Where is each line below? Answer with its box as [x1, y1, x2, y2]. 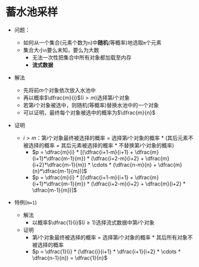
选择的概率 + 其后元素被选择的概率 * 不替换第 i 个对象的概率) [28, 141, 175, 149]
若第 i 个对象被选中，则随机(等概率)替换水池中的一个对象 [23, 101, 159, 108]
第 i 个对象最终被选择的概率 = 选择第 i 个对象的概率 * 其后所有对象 [32, 234, 188, 241]
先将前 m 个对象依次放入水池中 [23, 86, 96, 94]
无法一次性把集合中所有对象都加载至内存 [32, 54, 132, 61]
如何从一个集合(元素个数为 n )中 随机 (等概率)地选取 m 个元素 [23, 39, 162, 46]
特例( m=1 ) [14, 198, 37, 206]
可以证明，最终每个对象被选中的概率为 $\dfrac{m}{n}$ [23, 108, 156, 116]
